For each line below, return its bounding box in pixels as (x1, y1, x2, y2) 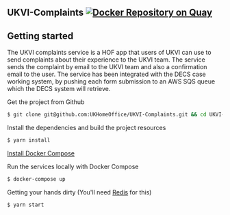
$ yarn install (7, 137, 51, 144)
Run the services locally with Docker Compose (7, 162, 139, 170)
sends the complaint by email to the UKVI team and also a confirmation (7, 63, 207, 71)
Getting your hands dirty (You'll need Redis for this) (7, 188, 152, 196)
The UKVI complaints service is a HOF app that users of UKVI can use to (7, 49, 212, 57)
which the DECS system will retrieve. (7, 85, 111, 93)
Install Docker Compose (7, 149, 75, 157)
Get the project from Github (7, 98, 85, 106)
